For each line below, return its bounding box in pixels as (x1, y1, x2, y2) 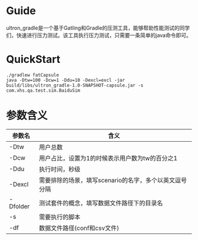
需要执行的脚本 (39, 213, 81, 221)
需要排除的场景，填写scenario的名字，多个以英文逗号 (39, 176, 187, 184)
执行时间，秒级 (39, 165, 81, 173)
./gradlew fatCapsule (6, 72, 60, 78)
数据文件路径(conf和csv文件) (39, 224, 120, 232)
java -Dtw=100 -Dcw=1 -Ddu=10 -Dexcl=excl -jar (6, 77, 126, 83)
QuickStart (6, 53, 61, 66)
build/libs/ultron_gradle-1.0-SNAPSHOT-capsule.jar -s (6, 82, 144, 88)
